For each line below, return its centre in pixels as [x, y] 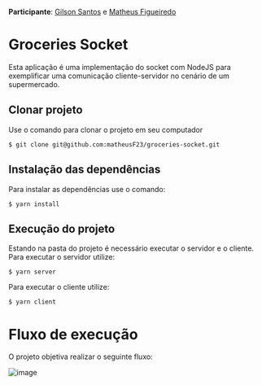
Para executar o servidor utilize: [62, 257]
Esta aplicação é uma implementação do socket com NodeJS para [120, 67]
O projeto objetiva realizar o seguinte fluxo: [81, 357]
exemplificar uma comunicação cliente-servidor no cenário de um [119, 76]
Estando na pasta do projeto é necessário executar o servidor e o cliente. [131, 248]
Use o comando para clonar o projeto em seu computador [106, 129]
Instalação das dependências [85, 170]
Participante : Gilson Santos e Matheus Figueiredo [92, 12]
